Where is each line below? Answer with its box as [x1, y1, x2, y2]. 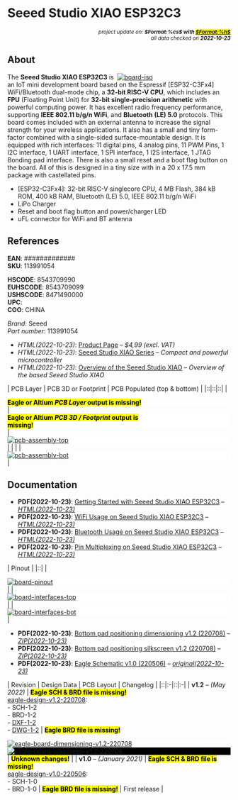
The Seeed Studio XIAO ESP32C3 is [7, 72, 115, 81]
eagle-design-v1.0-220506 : [7, 770, 89, 778]
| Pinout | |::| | [7, 564, 47, 572]
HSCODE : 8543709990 [7, 275, 76, 284]
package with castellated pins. [7, 170, 96, 179]
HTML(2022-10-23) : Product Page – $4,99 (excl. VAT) [17, 340, 176, 349]
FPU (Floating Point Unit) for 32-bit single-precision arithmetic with [7, 95, 208, 104]
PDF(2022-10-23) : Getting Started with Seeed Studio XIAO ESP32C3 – [17, 498, 225, 506]
